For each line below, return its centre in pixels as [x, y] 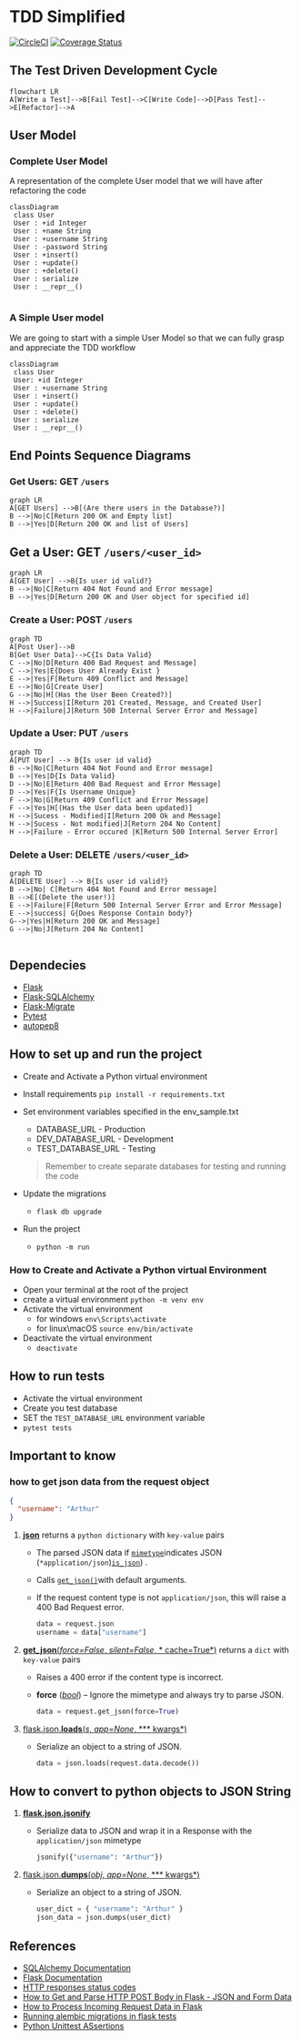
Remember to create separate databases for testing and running [166, 1166]
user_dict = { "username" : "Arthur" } [110, 1909]
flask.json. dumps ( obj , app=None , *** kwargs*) [111, 1875]
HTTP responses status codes [79, 1987]
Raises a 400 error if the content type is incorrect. [130, 1677]
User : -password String [60, 248]
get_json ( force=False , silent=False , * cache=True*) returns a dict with [156, 1649]
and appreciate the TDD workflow [73, 347]
